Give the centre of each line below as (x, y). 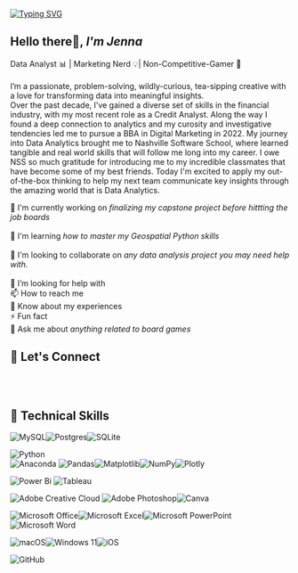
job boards (30, 217)
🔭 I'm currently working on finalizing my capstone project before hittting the (149, 207)
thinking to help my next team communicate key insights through (171, 180)
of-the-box (30, 180)
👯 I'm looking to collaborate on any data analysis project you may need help (150, 255)
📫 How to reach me (47, 293)
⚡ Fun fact (29, 315)
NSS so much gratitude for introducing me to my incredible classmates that (148, 161)
